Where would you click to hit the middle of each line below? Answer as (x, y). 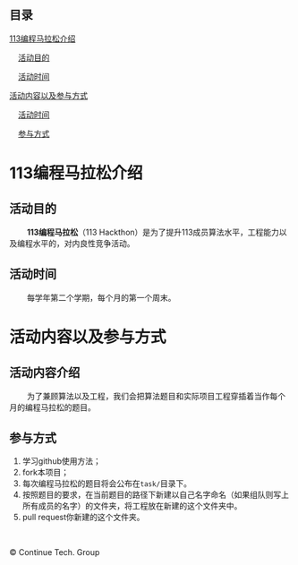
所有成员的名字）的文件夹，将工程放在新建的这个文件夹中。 (132, 506)
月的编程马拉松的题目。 (52, 407)
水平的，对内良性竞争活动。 (84, 243)
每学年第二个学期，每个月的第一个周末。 (101, 297)
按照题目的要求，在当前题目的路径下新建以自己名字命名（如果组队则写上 (155, 495)
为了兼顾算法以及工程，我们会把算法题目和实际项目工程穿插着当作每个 (156, 396)
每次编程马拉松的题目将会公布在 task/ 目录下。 (107, 484)
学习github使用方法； (61, 461)
